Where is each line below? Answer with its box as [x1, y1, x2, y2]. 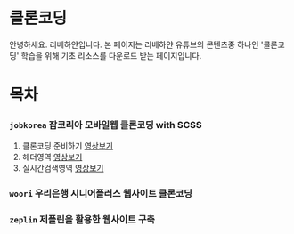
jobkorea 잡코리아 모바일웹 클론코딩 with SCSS [9, 119, 202, 132]
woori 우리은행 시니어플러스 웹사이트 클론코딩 [9, 188, 193, 200]
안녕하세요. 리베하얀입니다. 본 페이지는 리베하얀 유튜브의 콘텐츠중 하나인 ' [9, 39, 264, 50]
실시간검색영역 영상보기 [21, 163, 104, 173]
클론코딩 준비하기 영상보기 [21, 141, 114, 151]
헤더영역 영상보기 [21, 152, 83, 163]
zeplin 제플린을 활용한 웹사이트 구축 [9, 214, 156, 226]
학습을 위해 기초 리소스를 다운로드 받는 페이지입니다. [20, 50, 202, 61]
